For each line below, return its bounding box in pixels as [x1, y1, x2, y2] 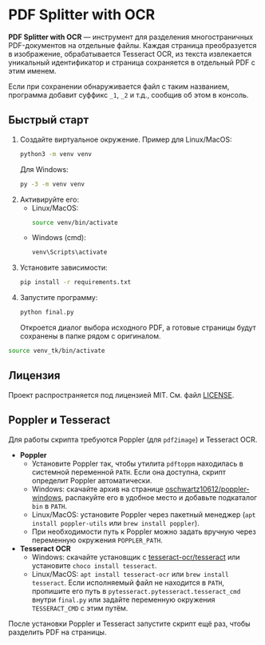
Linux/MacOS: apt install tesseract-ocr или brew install [31, 569, 229, 579]
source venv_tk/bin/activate [8, 347, 105, 355]
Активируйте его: [19, 194, 80, 204]
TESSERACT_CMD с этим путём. [31, 603, 129, 613]
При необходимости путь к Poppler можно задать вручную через [31, 527, 257, 536]
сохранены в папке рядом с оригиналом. [19, 331, 161, 341]
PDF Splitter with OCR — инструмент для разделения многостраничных [8, 32, 254, 42]
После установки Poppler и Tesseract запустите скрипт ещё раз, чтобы [8, 619, 251, 628]
